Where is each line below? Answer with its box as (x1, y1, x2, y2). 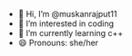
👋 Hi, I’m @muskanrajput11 (17, 9, 117, 19)
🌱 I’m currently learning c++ (17, 28, 124, 38)
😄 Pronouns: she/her (17, 37, 98, 48)
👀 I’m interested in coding (17, 18, 115, 29)
